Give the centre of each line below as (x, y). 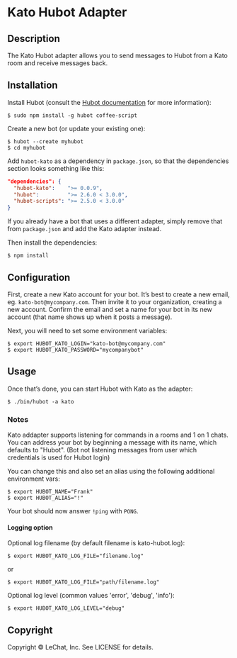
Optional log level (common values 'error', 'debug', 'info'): (91, 596)
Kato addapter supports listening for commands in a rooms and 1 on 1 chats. (118, 435)
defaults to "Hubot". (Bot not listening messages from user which (102, 450)
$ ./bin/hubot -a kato (41, 401)
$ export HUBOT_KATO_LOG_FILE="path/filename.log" (83, 582)
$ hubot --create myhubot (45, 141)
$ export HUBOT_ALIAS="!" (45, 498)
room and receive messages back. (58, 63)
